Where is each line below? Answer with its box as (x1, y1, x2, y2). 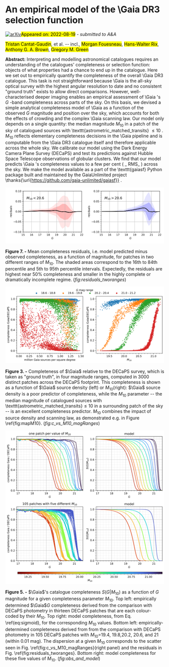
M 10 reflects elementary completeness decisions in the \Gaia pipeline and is (5, 133, 162, 140)
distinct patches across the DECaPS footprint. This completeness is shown (5, 379, 160, 385)
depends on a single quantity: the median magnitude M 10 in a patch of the (5, 121, 159, 128)
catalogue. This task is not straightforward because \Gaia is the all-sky (5, 77, 152, 84)
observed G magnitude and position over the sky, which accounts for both (5, 110, 159, 116)
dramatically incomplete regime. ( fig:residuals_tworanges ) (5, 277, 127, 283)
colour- (136, 607, 151, 613)
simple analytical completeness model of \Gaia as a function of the (5, 104, 144, 110)
